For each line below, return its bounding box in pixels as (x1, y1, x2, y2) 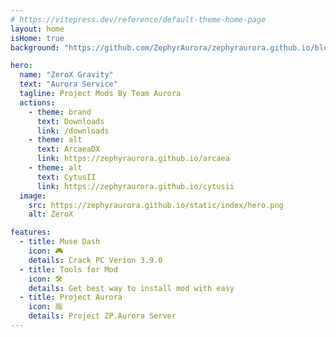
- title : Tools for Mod (19, 264, 118, 275)
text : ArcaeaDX (36, 144, 101, 155)
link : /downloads (36, 126, 110, 136)
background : (10, 42, 60, 53)
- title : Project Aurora (19, 292, 123, 303)
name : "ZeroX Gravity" (19, 70, 114, 80)
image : (19, 191, 47, 201)
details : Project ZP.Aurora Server (28, 311, 177, 321)
